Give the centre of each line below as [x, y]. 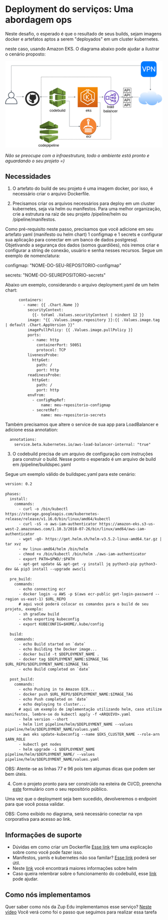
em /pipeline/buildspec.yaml [41, 465]
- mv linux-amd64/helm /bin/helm [53, 549]
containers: [31, 300]
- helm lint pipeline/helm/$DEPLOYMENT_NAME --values [76, 725]
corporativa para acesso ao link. [38, 819]
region [12, 599]
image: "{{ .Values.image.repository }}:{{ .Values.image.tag [93, 320]
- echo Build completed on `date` [54, 670]
